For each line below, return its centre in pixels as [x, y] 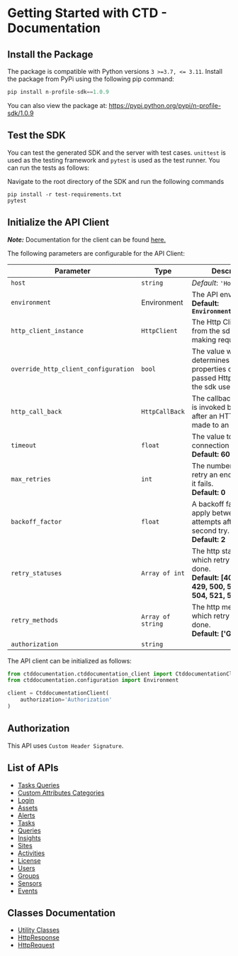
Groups [28, 876]
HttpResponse [39, 938]
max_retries [31, 479]
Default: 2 [209, 539]
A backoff [208, 504]
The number [212, 465]
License [29, 860]
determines [211, 360]
